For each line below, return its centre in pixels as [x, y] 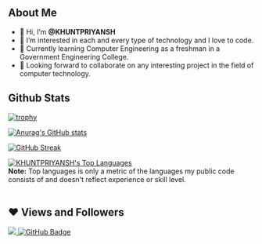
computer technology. [55, 73]
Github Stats [39, 98]
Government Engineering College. [74, 56]
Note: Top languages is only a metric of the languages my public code [121, 171]
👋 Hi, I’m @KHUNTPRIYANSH [67, 31]
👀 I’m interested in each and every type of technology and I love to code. [136, 40]
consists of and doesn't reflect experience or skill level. [97, 179]
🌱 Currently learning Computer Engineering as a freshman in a [120, 48]
